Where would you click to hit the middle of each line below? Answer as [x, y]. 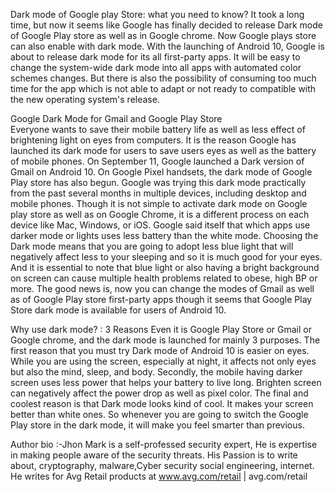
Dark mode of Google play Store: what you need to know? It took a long [157, 14]
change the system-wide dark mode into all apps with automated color [156, 67]
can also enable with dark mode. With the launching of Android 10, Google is [167, 46]
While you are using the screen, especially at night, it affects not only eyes [163, 361]
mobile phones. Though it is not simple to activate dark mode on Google [159, 203]
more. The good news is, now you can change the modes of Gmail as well [162, 288]
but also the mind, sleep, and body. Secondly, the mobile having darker [156, 372]
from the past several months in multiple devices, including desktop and [158, 193]
